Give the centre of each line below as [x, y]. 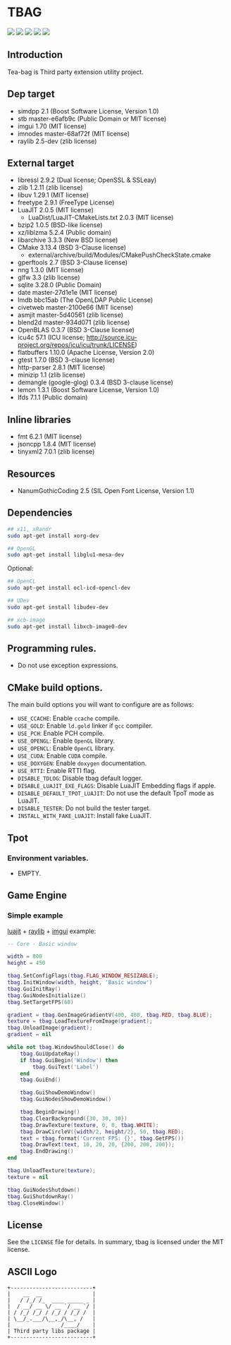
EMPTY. [29, 873]
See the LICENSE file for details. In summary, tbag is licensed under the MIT [115, 1242]
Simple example [35, 915]
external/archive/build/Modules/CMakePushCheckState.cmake [119, 255]
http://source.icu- [112, 337]
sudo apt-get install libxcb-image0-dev [68, 626]
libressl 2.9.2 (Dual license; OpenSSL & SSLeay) [87, 180]
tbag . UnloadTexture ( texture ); [52, 1171]
